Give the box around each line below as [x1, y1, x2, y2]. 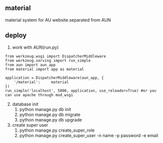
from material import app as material [5, 66, 84, 72]
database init [12, 101, 39, 107]
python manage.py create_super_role [19, 127, 95, 133]
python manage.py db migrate [19, 112, 81, 117]
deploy [5, 31, 27, 40]
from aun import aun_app [5, 62, 56, 67]
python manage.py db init [19, 106, 71, 112]
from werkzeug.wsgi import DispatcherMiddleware [5, 54, 106, 58]
